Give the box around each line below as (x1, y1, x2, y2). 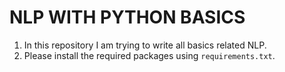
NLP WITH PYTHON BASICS (9, 6, 246, 29)
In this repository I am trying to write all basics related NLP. (23, 39, 267, 51)
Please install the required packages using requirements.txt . (23, 49, 276, 61)
